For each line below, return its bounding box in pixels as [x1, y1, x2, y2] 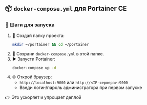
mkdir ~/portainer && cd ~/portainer [12, 42, 89, 47]
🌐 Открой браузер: [12, 74, 52, 80]
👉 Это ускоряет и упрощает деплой [5, 94, 82, 100]
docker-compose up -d [12, 65, 56, 70]
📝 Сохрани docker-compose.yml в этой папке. [12, 51, 104, 56]
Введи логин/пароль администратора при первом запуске [19, 85, 143, 90]
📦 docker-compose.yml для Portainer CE [5, 4, 127, 13]
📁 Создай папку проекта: [12, 33, 65, 38]
